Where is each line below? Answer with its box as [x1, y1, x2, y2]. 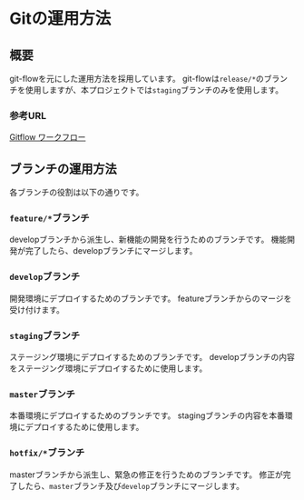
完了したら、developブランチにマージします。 [25, 245, 198, 256]
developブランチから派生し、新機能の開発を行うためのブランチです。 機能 [9, 234, 288, 245]
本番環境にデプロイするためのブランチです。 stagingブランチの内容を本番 [9, 410, 286, 421]
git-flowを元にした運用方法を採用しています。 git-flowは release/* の [9, 74, 265, 84]
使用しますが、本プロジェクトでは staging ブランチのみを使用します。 [25, 85, 284, 95]
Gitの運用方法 [9, 8, 112, 29]
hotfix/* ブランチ [9, 446, 85, 459]
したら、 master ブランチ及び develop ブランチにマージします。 [16, 480, 245, 491]
